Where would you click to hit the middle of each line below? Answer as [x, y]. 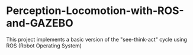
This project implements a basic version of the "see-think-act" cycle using [97, 39]
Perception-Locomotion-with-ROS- [95, 11]
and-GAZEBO [40, 23]
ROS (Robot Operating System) [44, 46]
